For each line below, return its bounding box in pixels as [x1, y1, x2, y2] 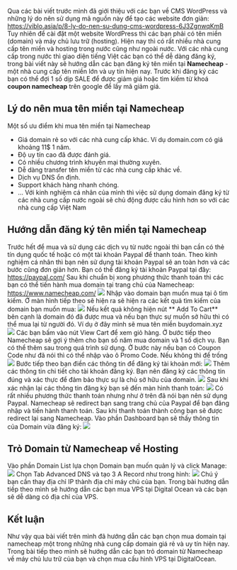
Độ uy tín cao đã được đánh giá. [17, 150, 111, 159]
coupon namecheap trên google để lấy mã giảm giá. [7, 82, 161, 90]
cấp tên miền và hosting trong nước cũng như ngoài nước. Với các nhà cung [7, 45, 229, 53]
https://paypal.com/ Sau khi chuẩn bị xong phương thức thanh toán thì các [7, 273, 224, 281]
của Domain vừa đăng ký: [7, 422, 82, 431]
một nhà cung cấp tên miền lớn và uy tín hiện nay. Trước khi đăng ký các [7, 67, 219, 75]
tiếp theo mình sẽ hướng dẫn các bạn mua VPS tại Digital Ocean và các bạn [7, 485, 228, 493]
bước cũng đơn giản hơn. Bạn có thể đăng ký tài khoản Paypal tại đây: [7, 265, 212, 273]
